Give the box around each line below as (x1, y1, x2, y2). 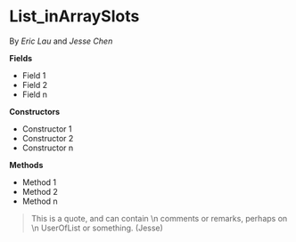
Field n (21, 89, 47, 100)
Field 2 (21, 79, 48, 90)
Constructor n (21, 142, 74, 153)
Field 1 (21, 69, 46, 81)
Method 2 (21, 186, 58, 197)
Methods (9, 159, 44, 170)
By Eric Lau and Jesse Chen (9, 36, 113, 46)
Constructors (9, 106, 61, 117)
